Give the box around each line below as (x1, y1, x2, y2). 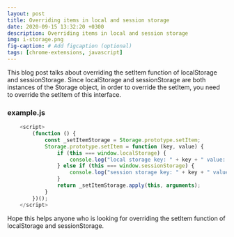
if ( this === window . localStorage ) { (56, 149, 167, 157)
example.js (7, 107, 45, 117)
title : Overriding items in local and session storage (7, 17, 170, 24)
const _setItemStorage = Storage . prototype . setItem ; (44, 137, 201, 144)
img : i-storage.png (7, 36, 64, 43)
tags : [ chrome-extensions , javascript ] (7, 49, 123, 56)
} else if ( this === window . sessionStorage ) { (56, 162, 195, 169)
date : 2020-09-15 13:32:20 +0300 (7, 23, 104, 30)
